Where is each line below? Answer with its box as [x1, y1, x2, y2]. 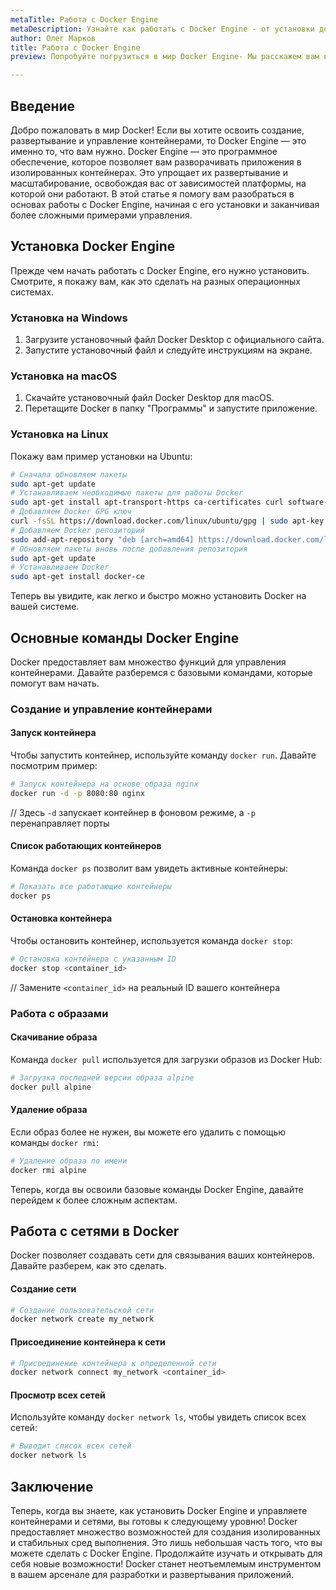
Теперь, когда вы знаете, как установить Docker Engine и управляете [10, 1505, 308, 1517]
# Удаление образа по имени [10, 1156, 128, 1166]
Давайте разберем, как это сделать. [10, 1260, 167, 1272]
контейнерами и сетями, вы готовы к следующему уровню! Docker [10, 1516, 298, 1528]
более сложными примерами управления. [10, 209, 193, 221]
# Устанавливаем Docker [10, 562, 110, 573]
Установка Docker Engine [10, 238, 176, 255]
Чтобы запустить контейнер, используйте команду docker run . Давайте [10, 749, 317, 761]
